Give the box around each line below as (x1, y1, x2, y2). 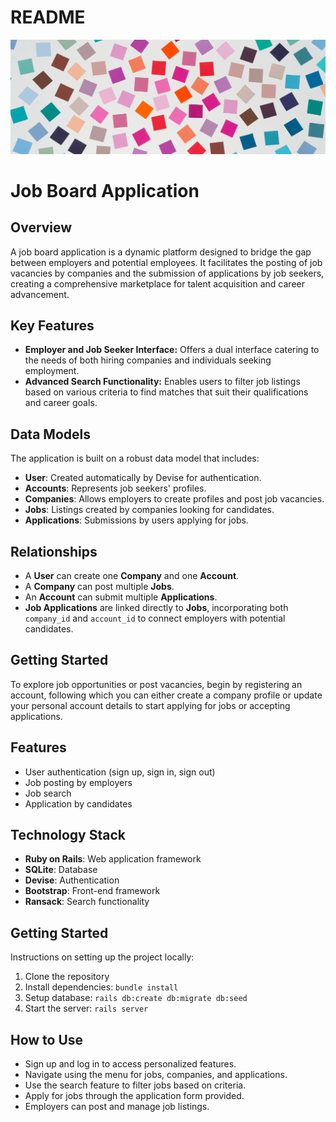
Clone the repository (24, 971, 110, 983)
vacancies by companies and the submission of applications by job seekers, (10, 267, 325, 279)
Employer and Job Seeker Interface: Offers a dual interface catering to (24, 344, 320, 356)
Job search (24, 787, 72, 799)
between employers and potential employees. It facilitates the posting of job (10, 256, 323, 268)
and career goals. (24, 397, 98, 409)
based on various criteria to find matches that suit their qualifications (24, 386, 309, 398)
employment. (24, 365, 80, 377)
